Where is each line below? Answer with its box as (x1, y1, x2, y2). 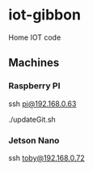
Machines (8, 56, 60, 70)
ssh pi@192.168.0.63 (8, 99, 77, 109)
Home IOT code (8, 32, 61, 42)
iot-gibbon (8, 6, 81, 24)
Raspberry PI (8, 80, 61, 92)
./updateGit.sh (8, 114, 57, 124)
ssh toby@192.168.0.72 (8, 152, 85, 163)
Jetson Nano (8, 135, 60, 146)
